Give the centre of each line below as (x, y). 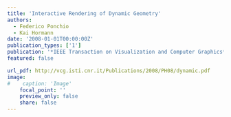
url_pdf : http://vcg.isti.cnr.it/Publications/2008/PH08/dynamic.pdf (109, 71)
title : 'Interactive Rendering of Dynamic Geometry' (84, 13)
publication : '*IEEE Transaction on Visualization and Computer (101, 52)
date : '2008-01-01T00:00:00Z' (51, 39)
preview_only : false (49, 96)
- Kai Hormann (33, 33)
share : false (38, 103)
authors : (20, 20)
